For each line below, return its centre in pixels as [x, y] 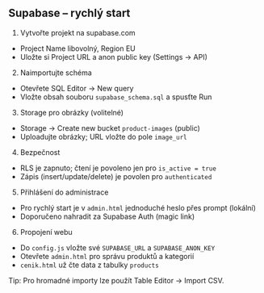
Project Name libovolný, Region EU [78, 48]
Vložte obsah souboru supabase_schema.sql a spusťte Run [116, 97]
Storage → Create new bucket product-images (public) [110, 128]
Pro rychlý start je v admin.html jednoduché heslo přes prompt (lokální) [138, 207]
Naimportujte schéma [56, 73]
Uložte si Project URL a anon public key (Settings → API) [113, 57]
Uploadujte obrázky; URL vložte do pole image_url [103, 136]
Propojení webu [46, 232]
